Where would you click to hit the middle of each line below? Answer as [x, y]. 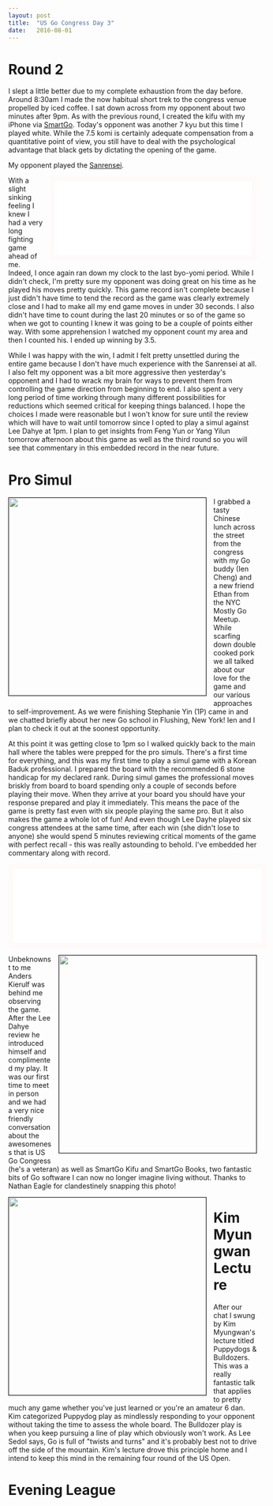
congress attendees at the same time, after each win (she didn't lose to [124, 828]
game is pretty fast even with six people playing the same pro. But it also [126, 811]
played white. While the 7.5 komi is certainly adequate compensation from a [131, 133]
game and [230, 687]
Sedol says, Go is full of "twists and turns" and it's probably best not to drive [133, 1442]
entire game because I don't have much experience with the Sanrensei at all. [133, 364]
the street [229, 535]
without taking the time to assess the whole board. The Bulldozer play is [125, 1425]
